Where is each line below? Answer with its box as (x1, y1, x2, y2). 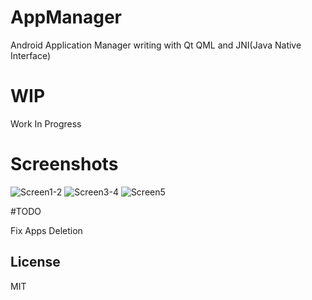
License (10, 254, 61, 271)
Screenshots (10, 153, 119, 176)
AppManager (10, 6, 123, 29)
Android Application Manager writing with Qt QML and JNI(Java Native (10, 39, 302, 51)
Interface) (10, 49, 52, 61)
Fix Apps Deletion (10, 224, 83, 236)
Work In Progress (10, 117, 82, 130)
